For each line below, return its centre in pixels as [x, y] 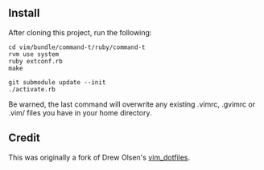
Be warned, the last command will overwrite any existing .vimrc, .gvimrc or [132, 104]
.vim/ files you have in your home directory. [80, 112]
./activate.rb [32, 89]
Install [24, 13]
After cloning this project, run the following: [80, 32]
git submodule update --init [57, 82]
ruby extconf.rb [35, 61]
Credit [24, 138]
